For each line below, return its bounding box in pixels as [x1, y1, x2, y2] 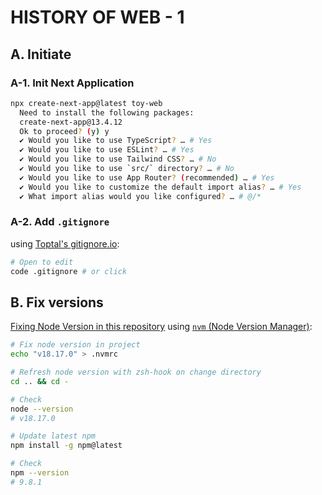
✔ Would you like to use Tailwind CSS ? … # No [19, 154, 217, 165]
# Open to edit [10, 257, 74, 267]
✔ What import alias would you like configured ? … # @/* [19, 191, 262, 201]
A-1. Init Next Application [10, 76, 135, 90]
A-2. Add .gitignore [10, 215, 110, 229]
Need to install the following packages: [19, 107, 195, 118]
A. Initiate [10, 46, 72, 63]
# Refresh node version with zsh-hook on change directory [10, 367, 262, 378]
